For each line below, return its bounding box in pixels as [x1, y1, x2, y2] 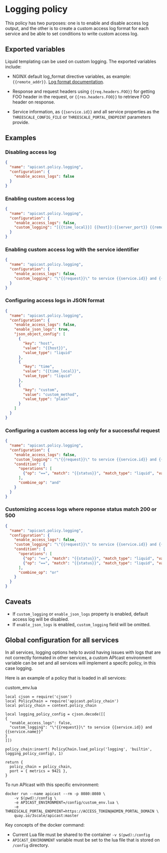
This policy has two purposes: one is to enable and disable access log [5, 20, 149, 26]
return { [5, 760, 23, 765]
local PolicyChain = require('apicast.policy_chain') [5, 698, 119, 704]
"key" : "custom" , [23, 387, 59, 393]
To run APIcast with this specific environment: [5, 782, 99, 788]
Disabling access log [5, 149, 56, 156]
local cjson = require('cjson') [5, 694, 72, 699]
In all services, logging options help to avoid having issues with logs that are [5, 649, 161, 655]
